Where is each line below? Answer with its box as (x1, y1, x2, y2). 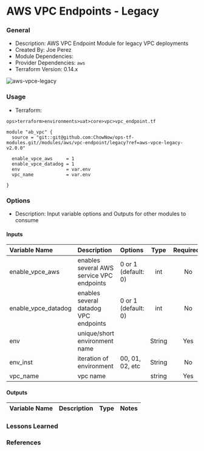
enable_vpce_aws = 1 (12, 155, 75, 162)
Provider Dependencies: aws (15, 59, 86, 66)
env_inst (9, 358, 33, 366)
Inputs (6, 230, 23, 238)
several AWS (77, 264, 114, 272)
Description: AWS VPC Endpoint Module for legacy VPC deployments (15, 40, 189, 47)
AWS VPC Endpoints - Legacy (6, 4, 160, 18)
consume (15, 217, 39, 224)
